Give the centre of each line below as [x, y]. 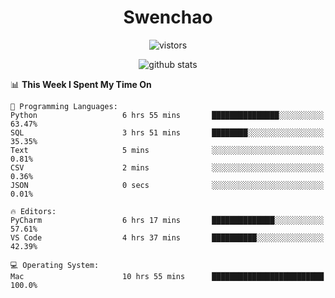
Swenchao [168, 17]
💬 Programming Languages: [64, 106]
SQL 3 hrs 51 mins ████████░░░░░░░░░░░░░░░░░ [167, 132]
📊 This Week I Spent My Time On [81, 84]
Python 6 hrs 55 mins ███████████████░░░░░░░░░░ [167, 115]
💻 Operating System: [55, 265]
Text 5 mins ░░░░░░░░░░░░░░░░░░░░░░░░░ [167, 150]
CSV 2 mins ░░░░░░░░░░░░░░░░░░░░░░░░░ [167, 167]
